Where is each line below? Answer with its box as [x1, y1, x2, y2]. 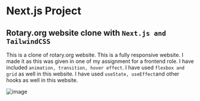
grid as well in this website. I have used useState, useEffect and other [6, 70, 180, 77]
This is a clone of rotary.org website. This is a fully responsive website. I [6, 52, 184, 58]
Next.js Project [6, 4, 82, 18]
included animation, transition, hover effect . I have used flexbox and [6, 64, 185, 71]
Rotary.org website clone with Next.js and [6, 28, 167, 38]
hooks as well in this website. [6, 77, 78, 84]
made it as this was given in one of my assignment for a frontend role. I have [6, 58, 194, 65]
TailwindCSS [6, 37, 51, 46]
